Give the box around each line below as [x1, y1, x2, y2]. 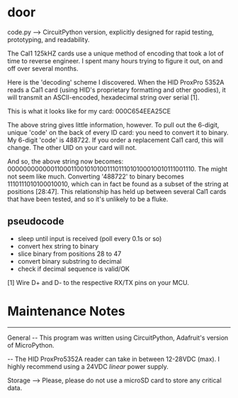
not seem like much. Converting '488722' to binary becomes [7, 172, 184, 181]
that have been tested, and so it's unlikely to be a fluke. [7, 195, 169, 203]
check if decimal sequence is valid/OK [17, 264, 130, 273]
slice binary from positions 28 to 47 [17, 249, 122, 258]
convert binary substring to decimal [17, 257, 122, 265]
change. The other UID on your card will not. [7, 143, 137, 151]
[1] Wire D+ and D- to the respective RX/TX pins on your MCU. [7, 278, 189, 286]
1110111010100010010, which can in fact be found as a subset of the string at [7, 179, 229, 188]
